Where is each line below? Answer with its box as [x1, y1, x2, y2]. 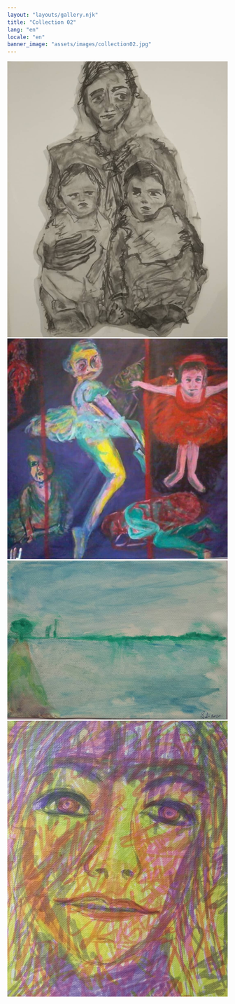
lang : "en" [7, 26, 39, 33]
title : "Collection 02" [7, 18, 77, 26]
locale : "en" [7, 34, 45, 41]
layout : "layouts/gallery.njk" [7, 11, 99, 18]
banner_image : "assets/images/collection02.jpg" [7, 41, 152, 48]
